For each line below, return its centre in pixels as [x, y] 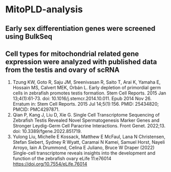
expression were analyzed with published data [81, 62]
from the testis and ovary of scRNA [62, 70]
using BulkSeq [29, 36]
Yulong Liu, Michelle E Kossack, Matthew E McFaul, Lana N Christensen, [89, 137]
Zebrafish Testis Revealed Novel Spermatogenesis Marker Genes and [86, 120]
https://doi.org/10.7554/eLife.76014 [50, 164]
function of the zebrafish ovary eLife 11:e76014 [62, 159]
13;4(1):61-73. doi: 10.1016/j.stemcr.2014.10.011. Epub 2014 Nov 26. [82, 99]
